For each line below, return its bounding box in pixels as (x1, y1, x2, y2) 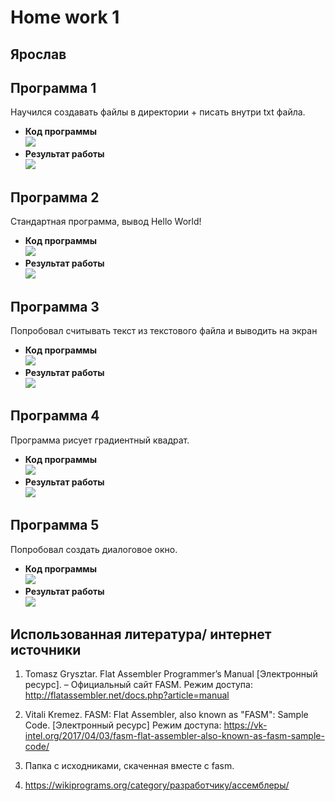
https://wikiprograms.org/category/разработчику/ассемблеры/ (24, 779, 290, 791)
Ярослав (10, 46, 67, 63)
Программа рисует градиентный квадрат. (10, 434, 190, 446)
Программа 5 (10, 517, 100, 534)
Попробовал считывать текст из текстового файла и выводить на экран (10, 325, 318, 337)
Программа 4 (10, 407, 100, 425)
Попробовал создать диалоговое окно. (10, 543, 178, 555)
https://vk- (223, 719, 268, 731)
